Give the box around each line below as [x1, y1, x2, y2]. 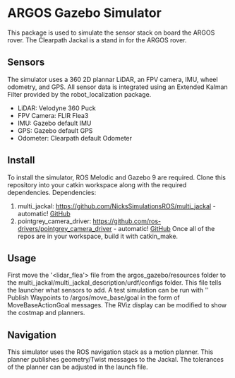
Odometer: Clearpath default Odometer [17, 134, 133, 142]
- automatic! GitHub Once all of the [113, 224, 215, 232]
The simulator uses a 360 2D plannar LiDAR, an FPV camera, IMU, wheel [7, 75, 218, 83]
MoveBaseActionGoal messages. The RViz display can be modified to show [7, 301, 227, 309]
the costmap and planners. [7, 309, 85, 317]
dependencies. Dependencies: [7, 188, 97, 196]
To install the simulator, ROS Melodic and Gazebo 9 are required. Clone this [7, 173, 226, 182]
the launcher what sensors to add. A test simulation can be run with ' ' [7, 286, 210, 295]
